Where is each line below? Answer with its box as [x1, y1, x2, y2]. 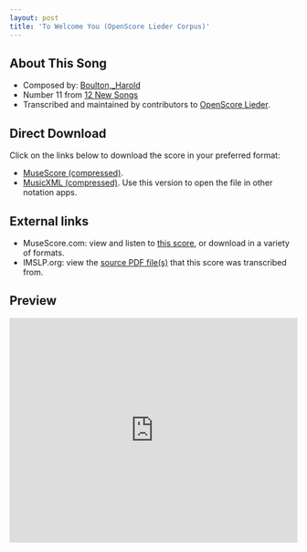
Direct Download [9, 125, 107, 141]
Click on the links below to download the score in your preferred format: [9, 150, 281, 161]
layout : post [9, 13, 59, 23]
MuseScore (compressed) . [22, 168, 123, 179]
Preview [9, 293, 58, 308]
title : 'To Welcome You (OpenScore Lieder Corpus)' [9, 22, 210, 31]
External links [9, 214, 90, 229]
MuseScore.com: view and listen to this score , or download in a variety [22, 237, 291, 248]
